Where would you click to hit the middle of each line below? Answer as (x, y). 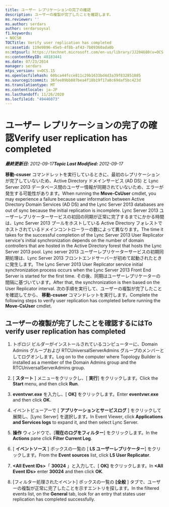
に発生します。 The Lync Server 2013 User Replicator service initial (74, 264)
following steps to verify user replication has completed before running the (83, 301)
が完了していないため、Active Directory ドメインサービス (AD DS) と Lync (82, 181)
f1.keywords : (19, 33)
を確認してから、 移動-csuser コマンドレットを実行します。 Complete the (81, 295)
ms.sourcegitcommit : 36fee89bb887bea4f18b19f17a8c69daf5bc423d (73, 80)
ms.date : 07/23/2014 (27, 62)
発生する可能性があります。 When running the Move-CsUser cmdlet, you (81, 193)
